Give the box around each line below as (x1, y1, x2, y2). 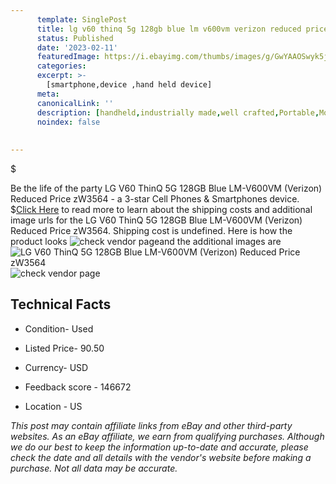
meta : (36, 89, 60, 99)
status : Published (36, 33, 114, 43)
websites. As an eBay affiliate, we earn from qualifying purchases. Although (10, 430, 325, 442)
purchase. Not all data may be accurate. (10, 462, 178, 474)
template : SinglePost (36, 14, 128, 25)
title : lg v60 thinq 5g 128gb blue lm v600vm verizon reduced (36, 24, 302, 34)
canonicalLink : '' (36, 98, 114, 108)
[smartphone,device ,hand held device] (46, 80, 213, 90)
